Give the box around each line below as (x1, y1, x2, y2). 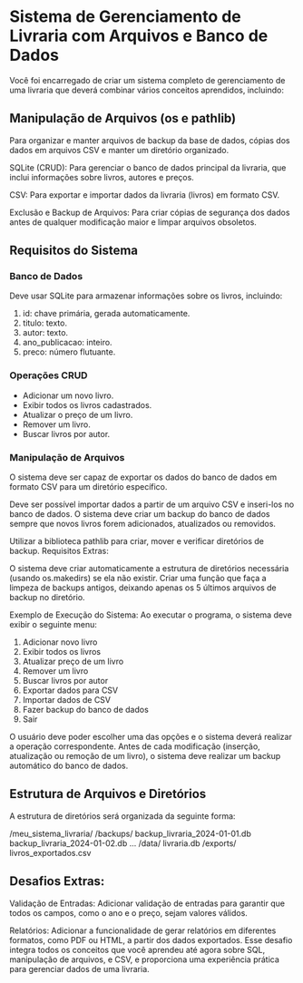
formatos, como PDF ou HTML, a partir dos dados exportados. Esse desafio (9, 934, 293, 945)
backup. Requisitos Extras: (9, 546, 109, 557)
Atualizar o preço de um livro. (22, 409, 133, 420)
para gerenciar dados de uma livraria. (9, 963, 150, 974)
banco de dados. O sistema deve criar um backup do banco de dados (9, 509, 270, 520)
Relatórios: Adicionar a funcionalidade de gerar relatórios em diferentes (9, 925, 277, 936)
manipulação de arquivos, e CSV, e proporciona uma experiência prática (9, 954, 279, 965)
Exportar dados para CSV (22, 685, 119, 696)
